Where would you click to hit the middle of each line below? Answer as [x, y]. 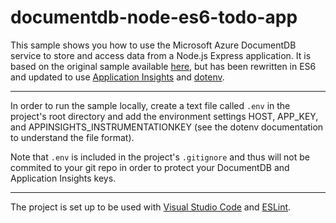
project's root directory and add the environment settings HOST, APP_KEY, [164, 116]
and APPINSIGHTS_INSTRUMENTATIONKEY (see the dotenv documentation [167, 127]
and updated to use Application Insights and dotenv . [117, 77]
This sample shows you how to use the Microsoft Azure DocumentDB [153, 45]
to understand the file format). [72, 137]
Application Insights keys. [63, 178]
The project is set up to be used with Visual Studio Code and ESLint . [151, 207]
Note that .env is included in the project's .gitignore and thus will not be [160, 157]
